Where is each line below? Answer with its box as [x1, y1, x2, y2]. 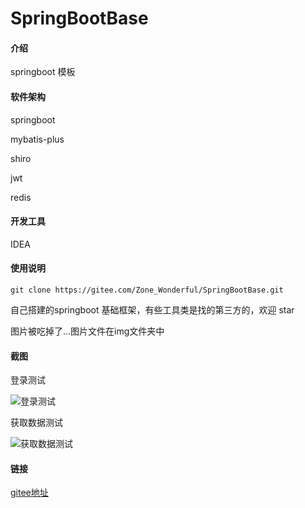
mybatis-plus [10, 133, 65, 145]
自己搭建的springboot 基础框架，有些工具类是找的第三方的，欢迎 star [10, 304, 295, 316]
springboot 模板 [10, 66, 76, 78]
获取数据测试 [10, 417, 63, 429]
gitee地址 [10, 487, 49, 499]
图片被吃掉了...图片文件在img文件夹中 [10, 325, 165, 337]
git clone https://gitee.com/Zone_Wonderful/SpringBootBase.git [10, 285, 284, 295]
